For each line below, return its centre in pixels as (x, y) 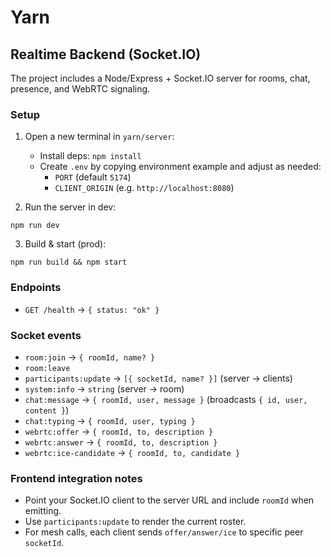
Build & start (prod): (65, 244)
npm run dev (35, 226)
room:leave (47, 368)
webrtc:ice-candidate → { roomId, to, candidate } (132, 452)
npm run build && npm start (69, 262)
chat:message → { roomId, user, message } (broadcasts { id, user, (166, 399)
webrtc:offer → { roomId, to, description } (119, 431)
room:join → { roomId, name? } (90, 357)
